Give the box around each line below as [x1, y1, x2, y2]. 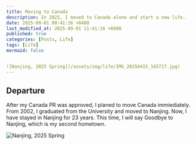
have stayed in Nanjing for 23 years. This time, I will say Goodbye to [6, 114, 173, 121]
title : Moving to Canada [6, 8, 68, 15]
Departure [6, 86, 45, 96]
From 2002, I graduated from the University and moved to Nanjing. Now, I [6, 108, 187, 115]
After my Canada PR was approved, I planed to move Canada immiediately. [6, 101, 191, 109]
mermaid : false [6, 48, 44, 54]
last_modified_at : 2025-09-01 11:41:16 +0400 [6, 25, 121, 32]
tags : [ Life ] [6, 42, 39, 48]
